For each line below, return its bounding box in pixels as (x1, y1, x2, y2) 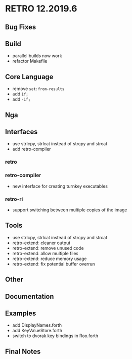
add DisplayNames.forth (12, 322, 62, 328)
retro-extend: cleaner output (12, 240, 71, 246)
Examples (5, 309, 36, 317)
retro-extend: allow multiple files (12, 250, 79, 256)
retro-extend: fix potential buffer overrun (12, 261, 95, 267)
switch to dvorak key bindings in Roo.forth (12, 333, 99, 339)
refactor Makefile (12, 58, 48, 64)
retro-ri (5, 195, 23, 202)
